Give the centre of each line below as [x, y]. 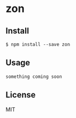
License [21, 95]
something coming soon [34, 77]
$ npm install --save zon [38, 44]
